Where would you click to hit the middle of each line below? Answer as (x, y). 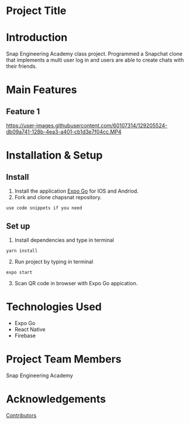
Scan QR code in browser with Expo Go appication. (76, 283)
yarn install (22, 251)
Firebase (25, 336)
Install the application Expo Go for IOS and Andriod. (77, 191)
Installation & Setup (54, 155)
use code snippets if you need (44, 208)
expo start (19, 272)
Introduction (37, 38)
